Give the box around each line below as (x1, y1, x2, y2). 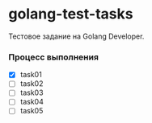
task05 (19, 106, 44, 116)
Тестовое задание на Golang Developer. (8, 31, 145, 41)
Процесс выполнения (8, 51, 99, 63)
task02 (19, 79, 44, 88)
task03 (19, 88, 44, 97)
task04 (19, 97, 44, 107)
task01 (19, 70, 42, 80)
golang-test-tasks (8, 5, 133, 23)
